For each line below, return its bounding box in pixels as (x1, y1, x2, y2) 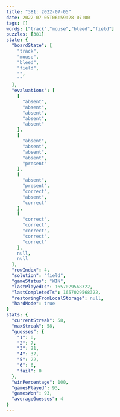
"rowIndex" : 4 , (11, 267, 50, 273)
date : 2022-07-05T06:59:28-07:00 (6, 14, 90, 21)
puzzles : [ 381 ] (6, 31, 45, 37)
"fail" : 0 (17, 368, 42, 374)
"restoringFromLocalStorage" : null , (11, 295, 104, 301)
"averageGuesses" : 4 (11, 396, 63, 402)
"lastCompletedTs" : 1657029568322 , (11, 289, 101, 296)
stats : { (6, 312, 28, 318)
